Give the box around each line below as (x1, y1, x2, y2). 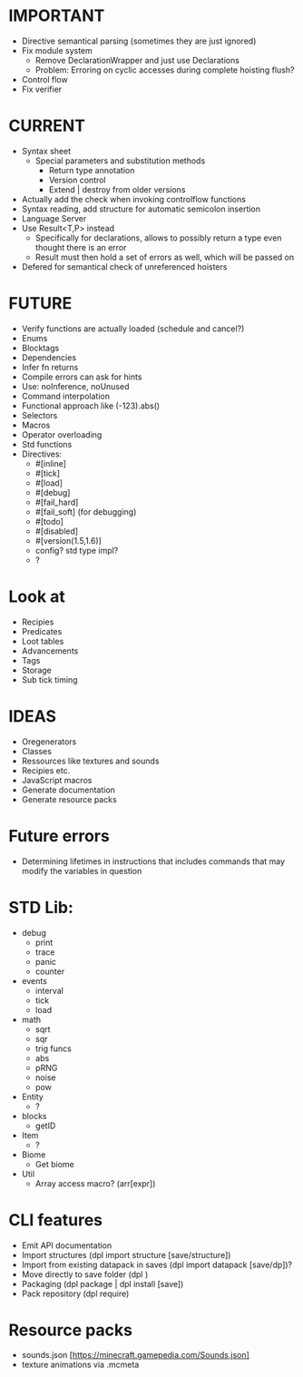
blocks (21, 1110, 47, 1121)
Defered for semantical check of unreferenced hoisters (21, 261, 228, 272)
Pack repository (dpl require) (21, 1288, 130, 1299)
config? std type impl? (34, 545, 119, 556)
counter (34, 966, 65, 977)
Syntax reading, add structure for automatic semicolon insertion (21, 203, 260, 214)
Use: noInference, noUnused (21, 380, 130, 391)
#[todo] (34, 516, 64, 526)
